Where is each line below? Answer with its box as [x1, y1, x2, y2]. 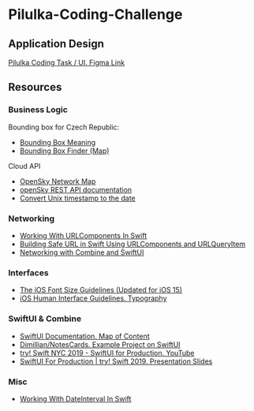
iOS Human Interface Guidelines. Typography [19, 293, 167, 303]
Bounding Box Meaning [19, 137, 96, 147]
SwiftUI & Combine [8, 313, 81, 324]
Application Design [8, 37, 105, 50]
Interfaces [8, 267, 49, 278]
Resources [8, 80, 62, 94]
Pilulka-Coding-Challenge [8, 6, 183, 24]
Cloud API [8, 161, 41, 170]
